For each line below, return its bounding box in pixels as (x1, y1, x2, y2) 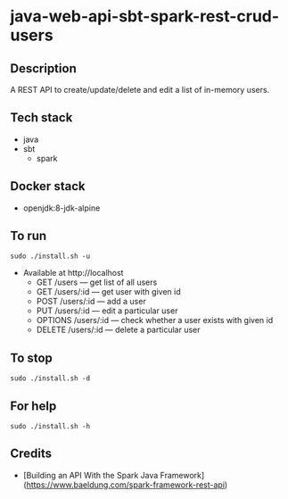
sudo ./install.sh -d (10, 374, 91, 383)
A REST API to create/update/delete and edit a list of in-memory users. (10, 85, 270, 95)
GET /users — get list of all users (36, 277, 158, 287)
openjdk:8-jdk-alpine (22, 203, 101, 213)
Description (10, 61, 77, 76)
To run (10, 229, 47, 244)
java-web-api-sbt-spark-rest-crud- (10, 6, 280, 27)
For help (10, 398, 57, 413)
